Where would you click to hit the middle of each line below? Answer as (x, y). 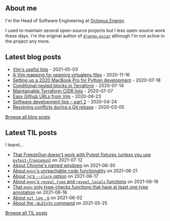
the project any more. (28, 41)
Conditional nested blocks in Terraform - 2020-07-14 (68, 85)
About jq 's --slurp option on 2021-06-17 (55, 176)
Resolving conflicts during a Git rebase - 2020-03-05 (68, 107)
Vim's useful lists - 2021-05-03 (45, 69)
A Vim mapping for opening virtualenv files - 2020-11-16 (71, 75)
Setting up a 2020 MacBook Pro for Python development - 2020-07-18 (87, 80)
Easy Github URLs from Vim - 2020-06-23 (57, 96)
